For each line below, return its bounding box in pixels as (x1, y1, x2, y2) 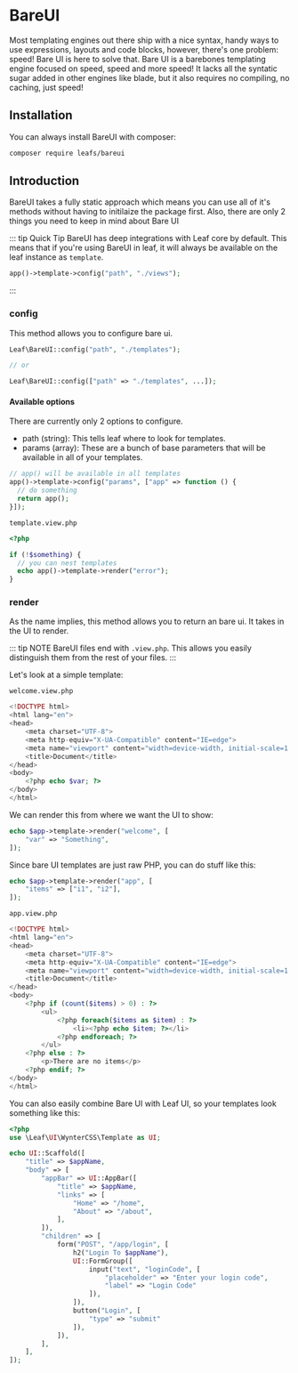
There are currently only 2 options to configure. (9, 416, 184, 427)
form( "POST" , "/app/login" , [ (56, 1240, 169, 1249)
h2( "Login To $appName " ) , (72, 1248, 169, 1257)
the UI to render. (9, 626, 69, 636)
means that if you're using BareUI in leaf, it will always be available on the (9, 242, 278, 254)
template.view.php (9, 518, 77, 528)
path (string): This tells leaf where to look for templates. (21, 433, 227, 444)
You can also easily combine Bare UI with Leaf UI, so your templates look (9, 1098, 278, 1109)
